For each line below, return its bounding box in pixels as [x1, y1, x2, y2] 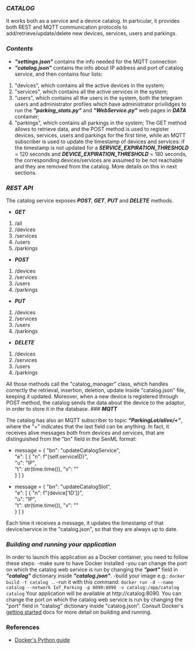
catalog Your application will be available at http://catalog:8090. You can [6, 590, 182, 597]
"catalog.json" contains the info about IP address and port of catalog [14, 64, 183, 71]
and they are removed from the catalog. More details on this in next [14, 163, 177, 170]
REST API [6, 184, 33, 192]
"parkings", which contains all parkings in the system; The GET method [14, 119, 187, 126]
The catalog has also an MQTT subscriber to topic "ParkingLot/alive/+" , [6, 417, 183, 424]
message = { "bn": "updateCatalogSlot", [14, 483, 111, 490]
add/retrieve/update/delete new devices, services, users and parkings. [6, 30, 177, 37]
